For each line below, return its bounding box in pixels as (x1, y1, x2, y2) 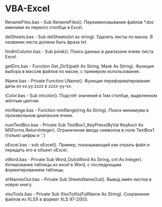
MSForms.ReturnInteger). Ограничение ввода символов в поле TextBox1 (5, 127, 155, 133)
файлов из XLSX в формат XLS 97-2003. (5, 196, 88, 202)
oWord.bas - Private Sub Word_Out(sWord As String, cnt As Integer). (5, 156, 143, 162)
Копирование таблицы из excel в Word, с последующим (5, 161, 121, 167)
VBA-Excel (5, 3, 50, 14)
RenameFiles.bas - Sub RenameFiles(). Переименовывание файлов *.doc (5, 19, 155, 25)
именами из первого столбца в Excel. (5, 24, 83, 30)
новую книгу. (5, 182, 33, 187)
